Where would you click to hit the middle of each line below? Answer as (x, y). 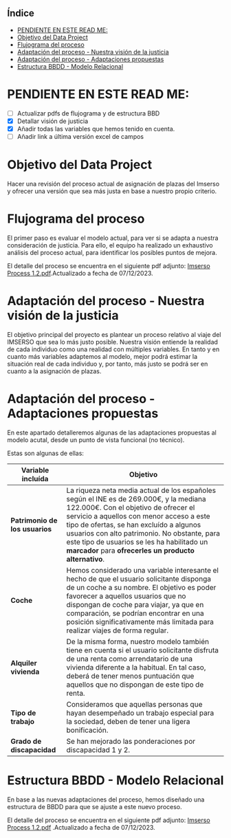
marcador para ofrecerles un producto (130, 550)
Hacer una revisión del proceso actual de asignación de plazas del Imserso (113, 184)
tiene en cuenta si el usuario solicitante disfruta (142, 650)
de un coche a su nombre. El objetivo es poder (141, 587)
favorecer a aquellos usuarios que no (126, 596)
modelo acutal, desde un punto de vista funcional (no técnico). (96, 440)
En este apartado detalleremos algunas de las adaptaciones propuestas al (112, 432)
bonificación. (87, 730)
